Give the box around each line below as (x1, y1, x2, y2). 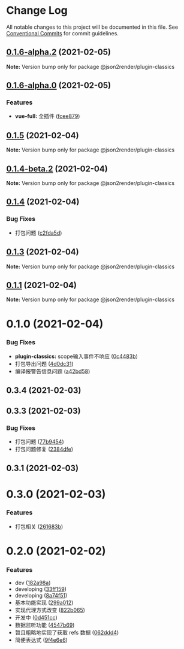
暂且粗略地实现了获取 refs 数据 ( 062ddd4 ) (14, 629, 119, 636)
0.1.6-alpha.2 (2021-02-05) (6, 47, 111, 57)
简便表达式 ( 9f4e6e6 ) (14, 636, 68, 644)
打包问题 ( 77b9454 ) (14, 438, 64, 445)
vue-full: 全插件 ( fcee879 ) (14, 113, 80, 120)
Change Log (6, 4, 68, 17)
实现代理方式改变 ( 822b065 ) (14, 606, 86, 614)
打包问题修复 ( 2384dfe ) (14, 445, 74, 453)
